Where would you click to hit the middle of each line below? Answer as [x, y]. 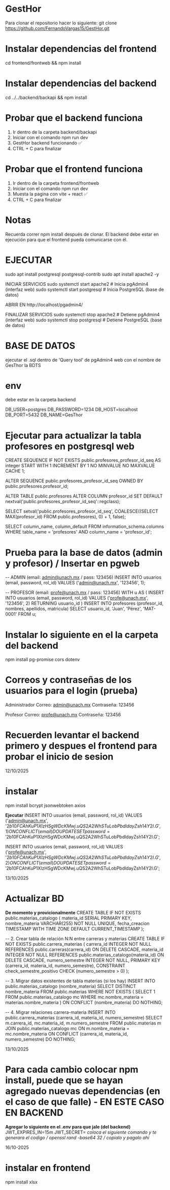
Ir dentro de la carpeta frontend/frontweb [56, 183]
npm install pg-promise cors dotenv [43, 659]
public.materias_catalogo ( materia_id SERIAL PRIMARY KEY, [69, 918]
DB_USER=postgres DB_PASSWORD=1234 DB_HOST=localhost [72, 410]
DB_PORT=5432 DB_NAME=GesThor [44, 415]
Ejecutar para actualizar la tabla [73, 435]
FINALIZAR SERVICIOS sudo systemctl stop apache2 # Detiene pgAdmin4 [82, 314]
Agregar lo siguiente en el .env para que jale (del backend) [68, 1127]
